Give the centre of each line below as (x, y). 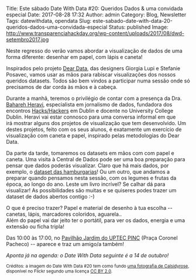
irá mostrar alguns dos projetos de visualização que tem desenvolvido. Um (96, 123)
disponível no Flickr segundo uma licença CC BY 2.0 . (59, 271)
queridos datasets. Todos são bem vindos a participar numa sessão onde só (98, 81)
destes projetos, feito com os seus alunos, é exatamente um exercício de (94, 129)
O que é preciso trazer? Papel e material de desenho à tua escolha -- (89, 208)
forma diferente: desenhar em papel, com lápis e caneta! (74, 57)
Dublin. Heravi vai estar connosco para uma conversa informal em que (91, 117)
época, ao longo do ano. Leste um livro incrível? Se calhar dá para (86, 184)
